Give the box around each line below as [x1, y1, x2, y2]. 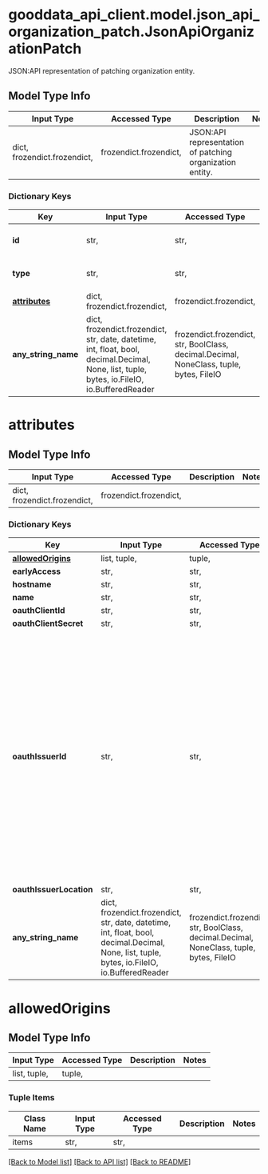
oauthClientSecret [12, 618, 84, 629]
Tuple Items [8, 1092, 55, 1104]
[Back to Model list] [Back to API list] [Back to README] [8, 1156, 191, 1166]
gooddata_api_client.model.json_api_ [8, 6, 260, 24]
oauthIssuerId [12, 751, 67, 762]
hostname [12, 579, 52, 590]
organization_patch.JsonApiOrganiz [8, 22, 255, 41]
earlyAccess [12, 566, 61, 577]
